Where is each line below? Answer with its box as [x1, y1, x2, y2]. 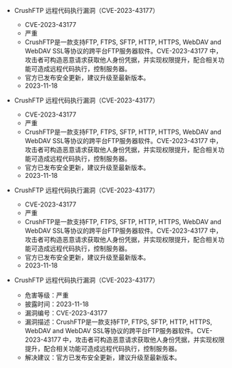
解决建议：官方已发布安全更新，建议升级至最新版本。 [24, 353, 181, 362]
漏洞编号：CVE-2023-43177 [24, 309, 108, 317]
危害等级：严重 [24, 291, 69, 299]
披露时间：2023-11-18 [24, 300, 89, 308]
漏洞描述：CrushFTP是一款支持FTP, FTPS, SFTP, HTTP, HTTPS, [24, 317, 213, 326]
